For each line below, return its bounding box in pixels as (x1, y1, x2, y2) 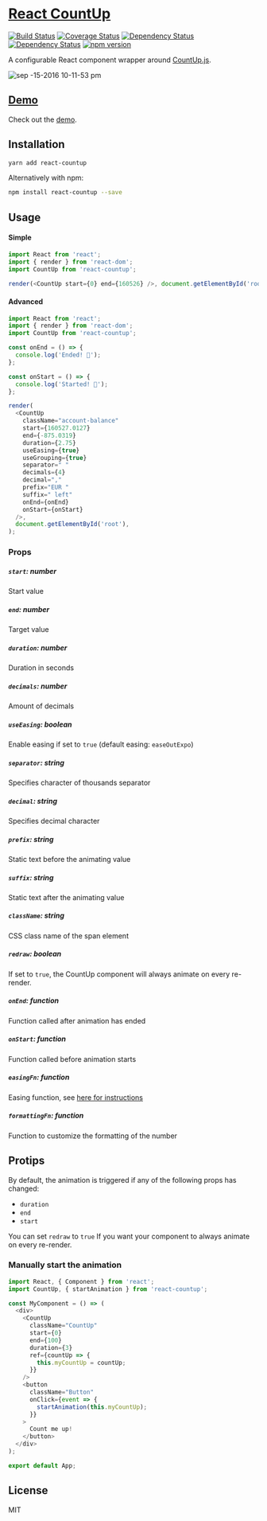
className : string (8, 911, 65, 920)
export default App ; (8, 1461, 77, 1469)
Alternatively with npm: (8, 173, 84, 183)
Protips (8, 1154, 45, 1168)
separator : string (8, 758, 65, 767)
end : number (8, 604, 50, 614)
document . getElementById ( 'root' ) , (15, 521, 130, 528)
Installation (8, 138, 65, 151)
